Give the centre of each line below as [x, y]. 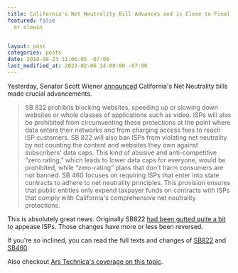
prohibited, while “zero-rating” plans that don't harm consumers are [124, 167]
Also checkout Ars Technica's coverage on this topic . [85, 261]
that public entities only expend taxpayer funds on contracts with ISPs [127, 190]
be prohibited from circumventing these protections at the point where [128, 122]
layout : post [27, 46]
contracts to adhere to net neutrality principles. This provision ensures [128, 182]
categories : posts [34, 53]
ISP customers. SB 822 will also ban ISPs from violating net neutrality [126, 137]
